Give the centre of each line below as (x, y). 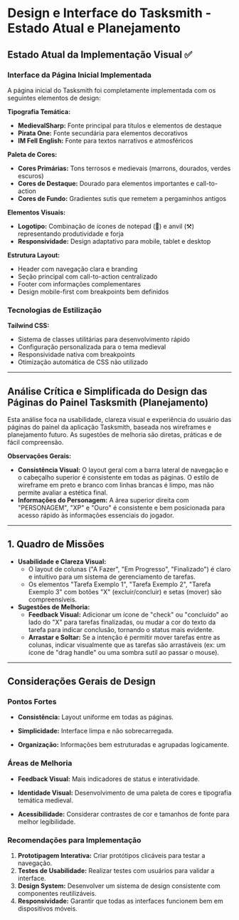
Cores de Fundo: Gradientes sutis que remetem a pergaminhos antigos (122, 198)
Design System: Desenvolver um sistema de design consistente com (119, 886)
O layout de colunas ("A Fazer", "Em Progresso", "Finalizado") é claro (129, 569)
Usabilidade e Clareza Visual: (62, 562)
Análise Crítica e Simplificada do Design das (107, 391)
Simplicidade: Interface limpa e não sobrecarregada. (96, 731)
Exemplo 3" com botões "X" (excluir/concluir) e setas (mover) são (125, 591)
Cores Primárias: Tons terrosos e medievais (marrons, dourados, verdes (124, 168)
